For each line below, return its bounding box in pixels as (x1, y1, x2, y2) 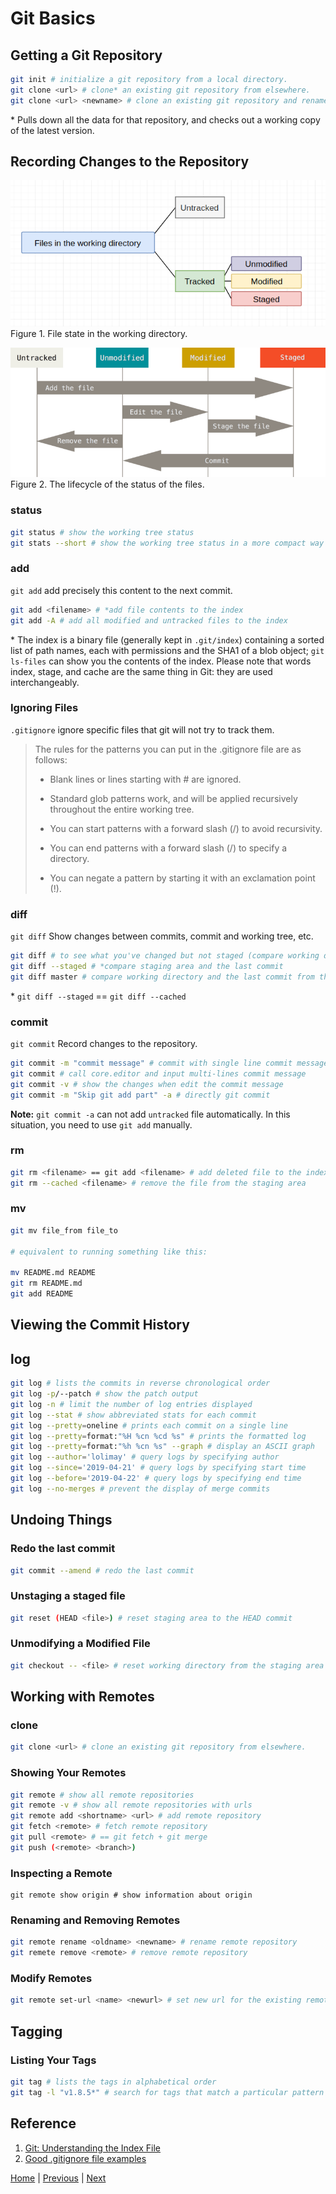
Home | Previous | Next (10, 2172, 107, 2184)
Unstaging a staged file (10, 1589, 126, 1603)
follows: (34, 753, 68, 766)
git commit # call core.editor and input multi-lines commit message (10, 1068, 307, 1079)
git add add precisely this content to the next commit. (10, 584, 233, 596)
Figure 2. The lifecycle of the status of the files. (10, 478, 205, 491)
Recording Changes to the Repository (10, 153, 250, 171)
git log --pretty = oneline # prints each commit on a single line (10, 1420, 288, 1431)
